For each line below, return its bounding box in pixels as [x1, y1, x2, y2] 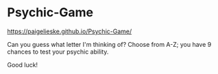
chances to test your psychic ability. [7, 48, 109, 56]
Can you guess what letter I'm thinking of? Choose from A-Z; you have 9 [7, 40, 212, 48]
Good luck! [7, 60, 38, 69]
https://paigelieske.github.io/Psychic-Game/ [7, 27, 132, 35]
